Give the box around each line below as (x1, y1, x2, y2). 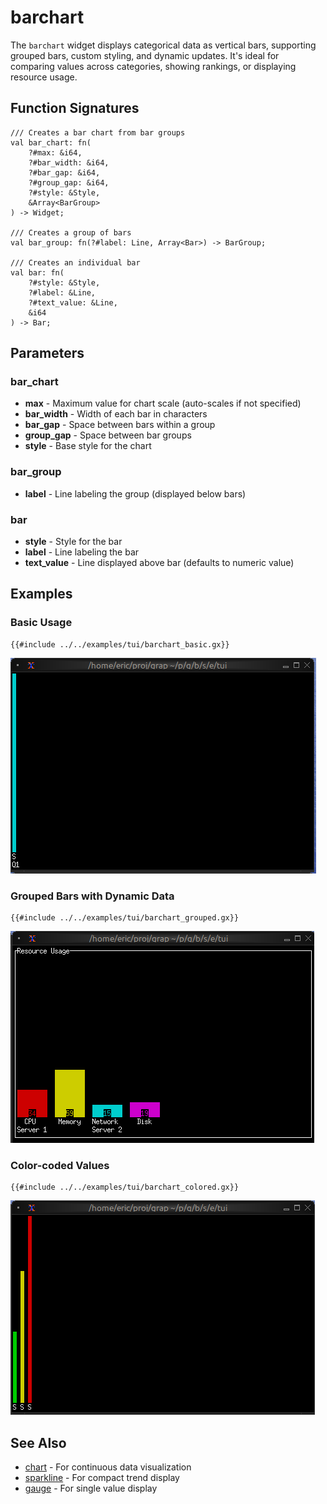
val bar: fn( (10, 267, 65, 278)
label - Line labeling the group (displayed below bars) (24, 487, 247, 500)
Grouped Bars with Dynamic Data (10, 889, 175, 903)
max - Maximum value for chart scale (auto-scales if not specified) (24, 397, 302, 410)
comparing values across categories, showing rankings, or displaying (10, 60, 297, 72)
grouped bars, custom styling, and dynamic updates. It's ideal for (10, 49, 280, 61)
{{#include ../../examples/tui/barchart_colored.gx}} (10, 1182, 240, 1193)
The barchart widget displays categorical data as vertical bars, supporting (10, 39, 317, 51)
